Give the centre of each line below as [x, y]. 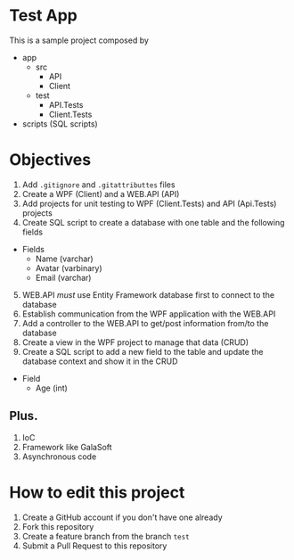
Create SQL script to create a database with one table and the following [153, 222]
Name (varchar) [64, 259]
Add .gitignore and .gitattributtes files [98, 185]
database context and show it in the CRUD [100, 361]
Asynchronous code [59, 457]
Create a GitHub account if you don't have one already [122, 517]
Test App [43, 16]
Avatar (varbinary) [69, 268]
